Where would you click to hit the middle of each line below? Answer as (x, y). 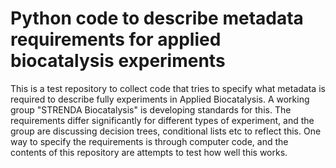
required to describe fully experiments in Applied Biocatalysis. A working (160, 99)
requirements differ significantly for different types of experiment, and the (162, 120)
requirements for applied (116, 39)
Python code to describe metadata (157, 18)
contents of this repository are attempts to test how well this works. (149, 152)
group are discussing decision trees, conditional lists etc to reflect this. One (166, 131)
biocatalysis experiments (118, 61)
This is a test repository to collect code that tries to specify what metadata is (168, 88)
